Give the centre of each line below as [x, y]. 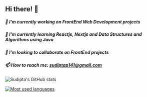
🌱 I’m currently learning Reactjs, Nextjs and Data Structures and [73, 34]
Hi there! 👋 [22, 9]
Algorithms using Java [29, 40]
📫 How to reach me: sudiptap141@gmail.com [53, 65]
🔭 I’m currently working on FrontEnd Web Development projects [73, 22]
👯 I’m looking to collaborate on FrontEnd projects [57, 52]
